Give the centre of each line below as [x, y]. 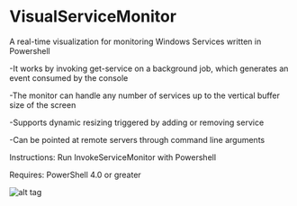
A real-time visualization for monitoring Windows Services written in [135, 41]
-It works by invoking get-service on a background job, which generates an [149, 68]
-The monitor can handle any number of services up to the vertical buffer [145, 95]
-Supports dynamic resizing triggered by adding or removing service [137, 122]
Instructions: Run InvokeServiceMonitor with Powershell [113, 157]
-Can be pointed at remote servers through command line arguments [137, 139]
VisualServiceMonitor [93, 17]
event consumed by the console [69, 77]
